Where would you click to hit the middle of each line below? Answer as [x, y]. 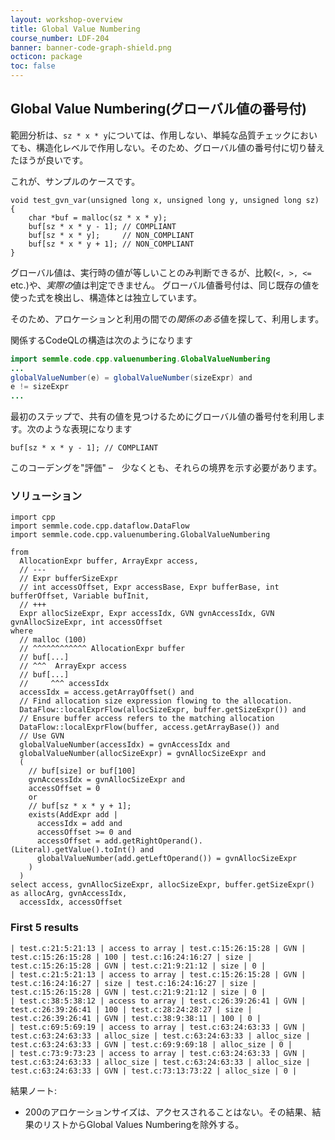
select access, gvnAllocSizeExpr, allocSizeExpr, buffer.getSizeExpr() [162, 885]
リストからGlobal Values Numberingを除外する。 [143, 1124]
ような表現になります [88, 429]
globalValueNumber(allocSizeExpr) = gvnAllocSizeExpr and [143, 754]
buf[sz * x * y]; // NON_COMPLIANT [111, 235]
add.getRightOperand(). [153, 841]
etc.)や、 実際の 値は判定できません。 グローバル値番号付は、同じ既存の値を [165, 285]
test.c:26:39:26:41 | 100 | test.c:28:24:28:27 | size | [131, 1009]
